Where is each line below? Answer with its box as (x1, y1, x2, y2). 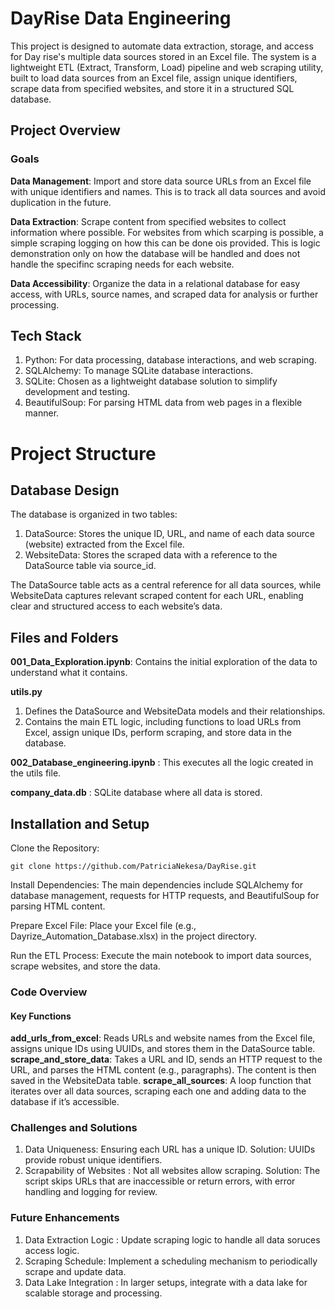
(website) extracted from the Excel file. (24, 538, 185, 551)
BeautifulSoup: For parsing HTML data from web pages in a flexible (24, 397, 303, 409)
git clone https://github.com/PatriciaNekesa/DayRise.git (10, 862, 257, 872)
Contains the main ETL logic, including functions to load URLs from (24, 716, 302, 728)
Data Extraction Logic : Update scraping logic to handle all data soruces (24, 1233, 321, 1246)
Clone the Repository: (10, 842, 100, 854)
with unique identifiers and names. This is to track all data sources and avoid (10, 185, 326, 197)
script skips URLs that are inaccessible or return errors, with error (24, 1175, 296, 1187)
